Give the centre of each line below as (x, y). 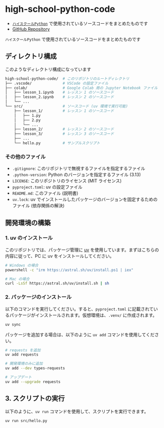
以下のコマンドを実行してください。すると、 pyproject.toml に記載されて (80, 309)
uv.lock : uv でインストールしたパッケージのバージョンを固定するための (85, 200)
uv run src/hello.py (26, 421)
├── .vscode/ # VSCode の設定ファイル (57, 83)
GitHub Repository (31, 29)
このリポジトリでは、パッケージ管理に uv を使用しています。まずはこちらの (82, 250)
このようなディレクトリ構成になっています (48, 69)
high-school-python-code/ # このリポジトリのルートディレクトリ (67, 79)
